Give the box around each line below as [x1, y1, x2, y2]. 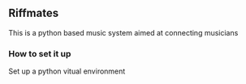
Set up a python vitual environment [8, 66, 126, 76]
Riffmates [8, 6, 59, 20]
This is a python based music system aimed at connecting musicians [8, 27, 239, 37]
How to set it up [8, 48, 71, 59]
